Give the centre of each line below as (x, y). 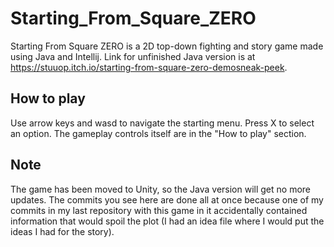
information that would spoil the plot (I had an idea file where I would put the (167, 221)
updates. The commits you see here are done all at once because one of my (167, 199)
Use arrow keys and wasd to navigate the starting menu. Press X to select (162, 123)
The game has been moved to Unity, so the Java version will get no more (161, 189)
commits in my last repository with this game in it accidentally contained (159, 210)
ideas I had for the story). (62, 231)
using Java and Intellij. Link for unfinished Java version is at (133, 56)
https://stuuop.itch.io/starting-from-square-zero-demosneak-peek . (149, 67)
